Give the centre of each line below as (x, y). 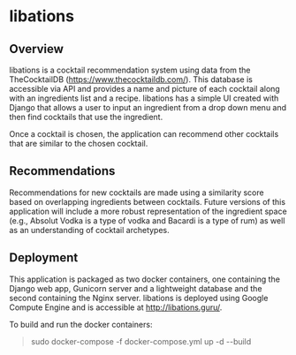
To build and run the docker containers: (81, 324)
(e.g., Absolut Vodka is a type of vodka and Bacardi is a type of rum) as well (147, 220)
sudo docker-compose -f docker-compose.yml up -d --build (141, 341)
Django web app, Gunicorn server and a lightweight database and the (136, 288)
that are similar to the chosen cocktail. (79, 144)
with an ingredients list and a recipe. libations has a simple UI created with (144, 98)
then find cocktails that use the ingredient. (86, 117)
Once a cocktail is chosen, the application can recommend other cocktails (144, 134)
